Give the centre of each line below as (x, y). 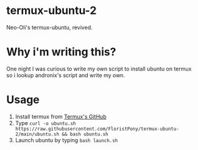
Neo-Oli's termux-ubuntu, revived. (49, 27)
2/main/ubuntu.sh (37, 134)
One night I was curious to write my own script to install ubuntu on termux (99, 69)
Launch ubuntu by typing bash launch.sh (66, 140)
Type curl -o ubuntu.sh (45, 123)
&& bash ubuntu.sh (85, 134)
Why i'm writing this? (61, 52)
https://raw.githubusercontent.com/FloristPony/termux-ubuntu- (97, 129)
